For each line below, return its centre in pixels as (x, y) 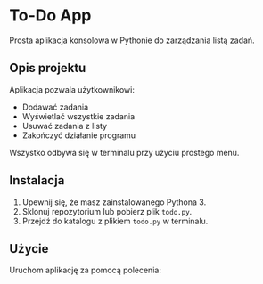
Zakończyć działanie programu (79, 135)
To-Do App (50, 16)
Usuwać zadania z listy (65, 126)
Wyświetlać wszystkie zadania (78, 116)
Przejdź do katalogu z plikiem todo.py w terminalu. (115, 221)
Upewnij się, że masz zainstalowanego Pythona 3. (114, 202)
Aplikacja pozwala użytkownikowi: (72, 89)
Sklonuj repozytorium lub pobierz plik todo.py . (107, 211)
